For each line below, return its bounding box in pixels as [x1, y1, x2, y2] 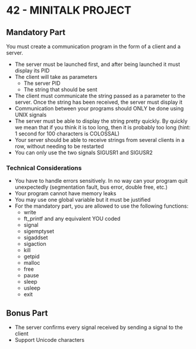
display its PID [14, 67, 50, 74]
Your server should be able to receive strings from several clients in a [14, 137, 185, 143]
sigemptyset [23, 228, 55, 235]
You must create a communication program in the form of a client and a [6, 43, 181, 50]
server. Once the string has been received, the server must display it [14, 99, 183, 106]
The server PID [23, 80, 61, 87]
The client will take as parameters [14, 74, 98, 80]
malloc [23, 259, 40, 266]
